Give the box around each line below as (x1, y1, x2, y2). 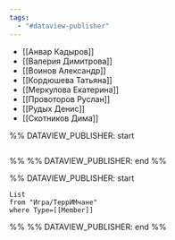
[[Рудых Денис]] (21, 103, 85, 114)
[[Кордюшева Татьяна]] (21, 74, 113, 85)
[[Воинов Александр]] (21, 64, 106, 76)
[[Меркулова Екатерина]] (21, 84, 119, 95)
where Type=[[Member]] (9, 205, 94, 215)
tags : (9, 13, 29, 22)
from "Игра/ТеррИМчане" (9, 198, 98, 207)
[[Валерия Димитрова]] (21, 56, 113, 66)
